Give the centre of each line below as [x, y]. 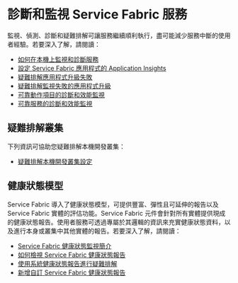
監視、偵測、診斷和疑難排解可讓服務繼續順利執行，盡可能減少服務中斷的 [113, 35]
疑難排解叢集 [35, 128]
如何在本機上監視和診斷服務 [58, 59]
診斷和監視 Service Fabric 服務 [97, 15]
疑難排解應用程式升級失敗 [55, 77]
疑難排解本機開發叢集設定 [55, 161]
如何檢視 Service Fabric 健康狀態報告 [72, 255]
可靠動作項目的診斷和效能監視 [61, 94]
